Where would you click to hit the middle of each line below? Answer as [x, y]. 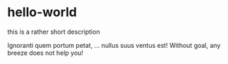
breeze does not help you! [45, 53]
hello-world [42, 12]
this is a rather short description [54, 32]
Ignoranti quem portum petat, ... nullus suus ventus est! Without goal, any [114, 45]
